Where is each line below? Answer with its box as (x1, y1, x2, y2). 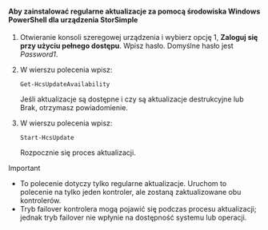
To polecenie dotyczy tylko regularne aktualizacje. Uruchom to (19, 179, 227, 188)
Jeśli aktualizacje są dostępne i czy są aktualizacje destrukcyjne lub (19, 94, 244, 104)
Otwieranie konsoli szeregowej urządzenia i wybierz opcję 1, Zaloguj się (19, 33, 258, 42)
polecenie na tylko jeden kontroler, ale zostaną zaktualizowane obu (19, 188, 242, 197)
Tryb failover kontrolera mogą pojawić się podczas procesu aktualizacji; (19, 204, 257, 214)
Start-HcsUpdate (19, 134, 74, 142)
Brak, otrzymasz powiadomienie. (19, 103, 128, 113)
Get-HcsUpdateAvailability (19, 81, 110, 89)
